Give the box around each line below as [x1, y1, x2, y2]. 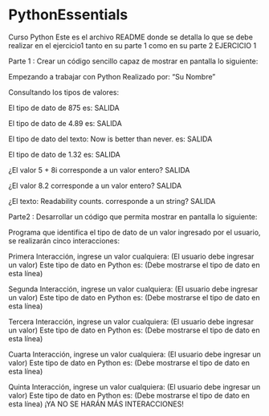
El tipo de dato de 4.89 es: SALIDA [8, 118, 122, 128]
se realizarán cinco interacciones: [8, 235, 120, 246]
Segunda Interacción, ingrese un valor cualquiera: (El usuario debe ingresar [8, 283, 259, 294]
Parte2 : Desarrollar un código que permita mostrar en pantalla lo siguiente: [8, 211, 258, 222]
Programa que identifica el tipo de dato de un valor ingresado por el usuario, [8, 227, 261, 237]
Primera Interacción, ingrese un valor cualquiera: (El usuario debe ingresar [8, 251, 255, 261]
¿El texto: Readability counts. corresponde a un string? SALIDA [8, 196, 216, 206]
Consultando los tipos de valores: [8, 87, 119, 97]
